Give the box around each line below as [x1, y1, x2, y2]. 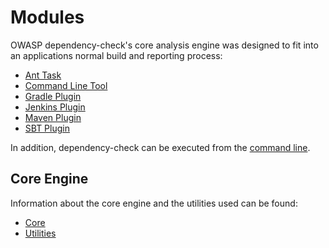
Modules [10, 6, 85, 29]
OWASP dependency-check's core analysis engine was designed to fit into [10, 39, 319, 51]
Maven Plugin [24, 111, 82, 123]
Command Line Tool [24, 79, 108, 91]
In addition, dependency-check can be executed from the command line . [10, 141, 311, 153]
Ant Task [24, 69, 62, 81]
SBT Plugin [24, 122, 70, 134]
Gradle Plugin [24, 90, 82, 102]
